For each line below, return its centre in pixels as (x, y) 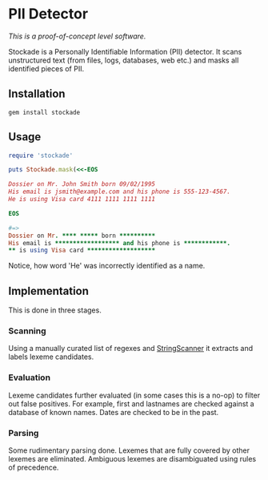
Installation (37, 94)
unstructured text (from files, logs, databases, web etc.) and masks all (124, 60)
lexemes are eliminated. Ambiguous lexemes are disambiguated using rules (132, 459)
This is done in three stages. (55, 310)
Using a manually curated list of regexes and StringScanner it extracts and (131, 349)
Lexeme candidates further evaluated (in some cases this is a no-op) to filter (134, 395)
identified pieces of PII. (46, 68)
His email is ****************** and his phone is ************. (119, 243)
